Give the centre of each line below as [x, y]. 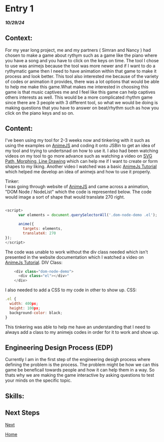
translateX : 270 [39, 233]
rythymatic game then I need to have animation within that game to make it [81, 71]
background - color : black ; [36, 313]
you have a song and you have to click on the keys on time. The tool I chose [82, 60]
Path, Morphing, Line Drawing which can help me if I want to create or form [82, 161]
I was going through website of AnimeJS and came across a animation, [77, 187]
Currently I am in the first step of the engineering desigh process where [78, 360]
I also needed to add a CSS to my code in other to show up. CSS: [71, 290]
